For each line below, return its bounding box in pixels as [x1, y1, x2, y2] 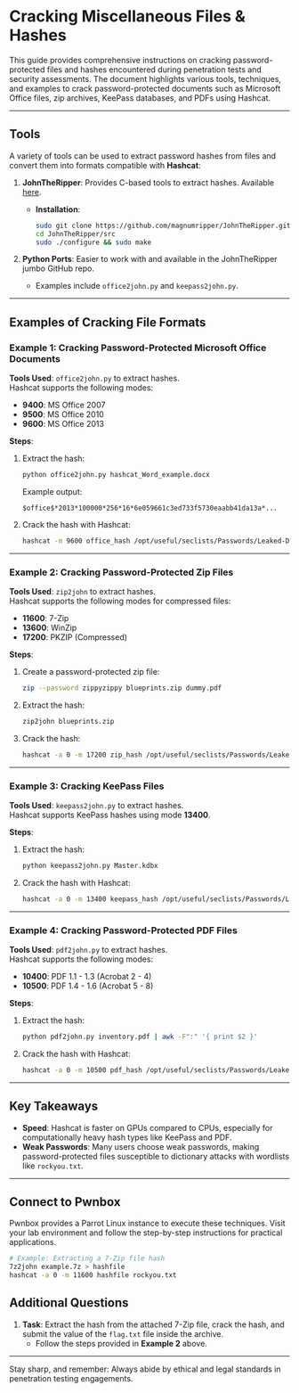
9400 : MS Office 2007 [21, 399, 106, 411]
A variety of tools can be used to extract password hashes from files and [9, 150, 277, 161]
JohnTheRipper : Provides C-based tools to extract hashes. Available [21, 176, 274, 188]
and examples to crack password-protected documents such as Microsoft [9, 83, 281, 94]
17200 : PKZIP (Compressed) [21, 632, 127, 643]
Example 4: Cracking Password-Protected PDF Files [9, 924, 238, 937]
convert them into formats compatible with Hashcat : [9, 160, 202, 170]
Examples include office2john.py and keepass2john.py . [35, 281, 238, 291]
